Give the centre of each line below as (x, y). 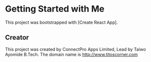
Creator (17, 38)
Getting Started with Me (55, 9)
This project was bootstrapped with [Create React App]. (62, 22)
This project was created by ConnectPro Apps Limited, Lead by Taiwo (75, 49)
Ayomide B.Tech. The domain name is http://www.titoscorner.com (72, 54)
